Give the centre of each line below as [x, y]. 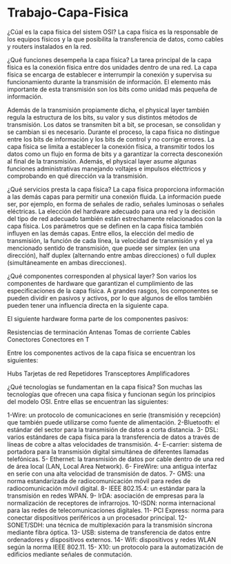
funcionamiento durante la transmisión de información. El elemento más [109, 81]
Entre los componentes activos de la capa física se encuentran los [101, 353]
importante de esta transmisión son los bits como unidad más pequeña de [112, 89]
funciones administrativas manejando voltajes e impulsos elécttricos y [107, 168]
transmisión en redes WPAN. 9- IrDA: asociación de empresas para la [106, 496]
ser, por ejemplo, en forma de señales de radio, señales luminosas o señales [115, 204]
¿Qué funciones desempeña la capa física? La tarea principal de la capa [109, 59]
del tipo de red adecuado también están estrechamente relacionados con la [114, 218]
